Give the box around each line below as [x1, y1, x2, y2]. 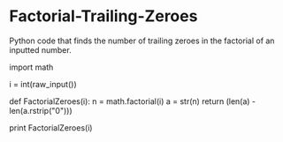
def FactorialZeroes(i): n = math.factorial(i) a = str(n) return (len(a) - [9, 95, 256, 107]
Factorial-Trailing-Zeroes [9, 6, 198, 26]
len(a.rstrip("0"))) [9, 105, 73, 116]
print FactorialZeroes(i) [9, 122, 93, 133]
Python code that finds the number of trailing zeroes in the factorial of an [9, 35, 275, 46]
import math [9, 62, 54, 72]
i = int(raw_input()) [9, 78, 77, 89]
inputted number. [9, 44, 73, 55]
